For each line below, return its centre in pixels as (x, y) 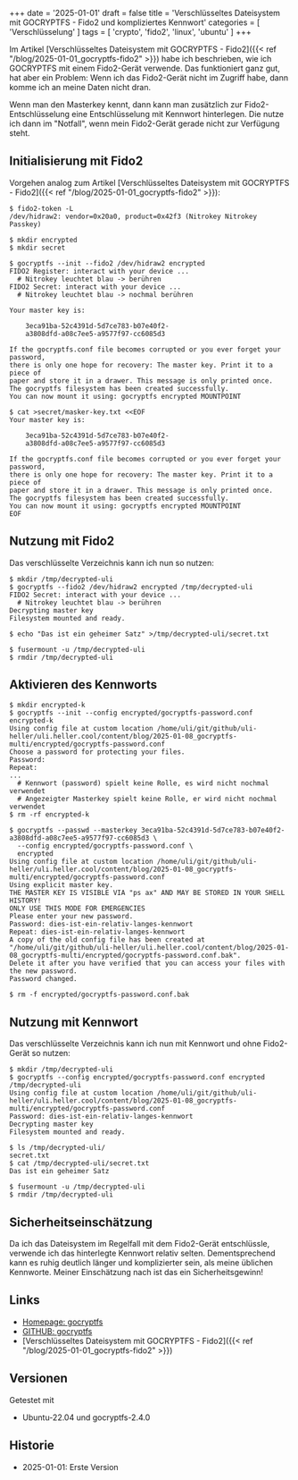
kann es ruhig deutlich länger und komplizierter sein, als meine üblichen (141, 1263)
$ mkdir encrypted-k (48, 706)
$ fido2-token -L (41, 208)
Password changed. (43, 979)
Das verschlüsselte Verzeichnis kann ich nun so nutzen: (112, 562)
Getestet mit (32, 1400)
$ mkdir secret (37, 248)
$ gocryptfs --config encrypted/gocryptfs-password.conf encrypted (137, 1078)
